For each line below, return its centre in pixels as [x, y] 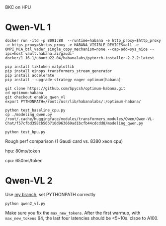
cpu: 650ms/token [24, 160]
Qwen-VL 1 [28, 27]
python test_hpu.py [25, 132]
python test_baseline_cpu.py [35, 110]
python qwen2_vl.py [25, 204]
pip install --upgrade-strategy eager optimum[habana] [63, 80]
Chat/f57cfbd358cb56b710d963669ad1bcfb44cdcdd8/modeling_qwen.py [74, 123]
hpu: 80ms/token [23, 151]
